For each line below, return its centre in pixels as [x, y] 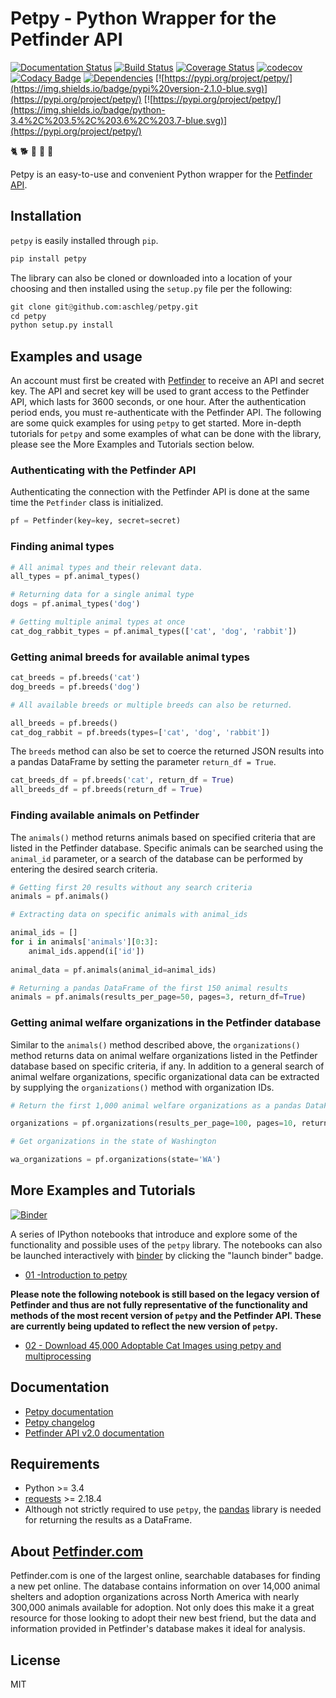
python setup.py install [62, 325]
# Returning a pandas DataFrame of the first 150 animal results [149, 988]
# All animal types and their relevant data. [106, 567]
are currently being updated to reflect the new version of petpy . [144, 1326]
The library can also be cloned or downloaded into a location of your [151, 278]
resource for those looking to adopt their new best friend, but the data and [163, 1618]
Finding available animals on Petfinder [105, 815]
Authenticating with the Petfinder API [103, 470]
